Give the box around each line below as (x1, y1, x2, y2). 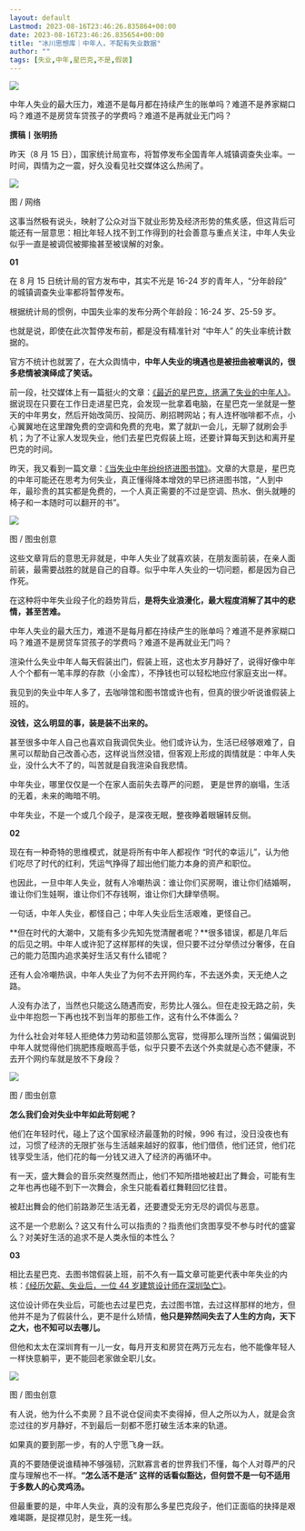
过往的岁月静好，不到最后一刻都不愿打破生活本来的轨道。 (16, 1420, 232, 1430)
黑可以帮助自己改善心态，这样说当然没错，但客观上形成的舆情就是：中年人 (9, 748, 288, 759)
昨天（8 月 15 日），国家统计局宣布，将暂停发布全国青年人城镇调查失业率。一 (9, 149, 296, 159)
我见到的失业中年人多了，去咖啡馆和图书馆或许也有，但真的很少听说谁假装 (9, 687, 288, 697)
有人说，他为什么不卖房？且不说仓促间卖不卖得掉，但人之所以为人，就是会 (9, 1408, 288, 1419)
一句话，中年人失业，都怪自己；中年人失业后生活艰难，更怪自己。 (9, 908, 256, 918)
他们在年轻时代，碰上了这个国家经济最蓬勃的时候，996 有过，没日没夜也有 (9, 1128, 289, 1139)
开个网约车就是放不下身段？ (16, 1054, 121, 1064)
